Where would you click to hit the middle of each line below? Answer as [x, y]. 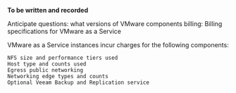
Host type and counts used [47, 64]
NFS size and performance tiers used [63, 58]
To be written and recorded [48, 10]
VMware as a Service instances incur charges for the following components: [118, 45]
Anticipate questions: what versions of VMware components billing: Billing [115, 24]
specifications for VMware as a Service [64, 31]
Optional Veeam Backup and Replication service [79, 82]
